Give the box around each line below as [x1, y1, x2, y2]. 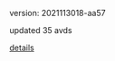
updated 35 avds [9, 25, 72, 35]
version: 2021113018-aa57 [9, 8, 106, 18]
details [9, 42, 34, 53]
